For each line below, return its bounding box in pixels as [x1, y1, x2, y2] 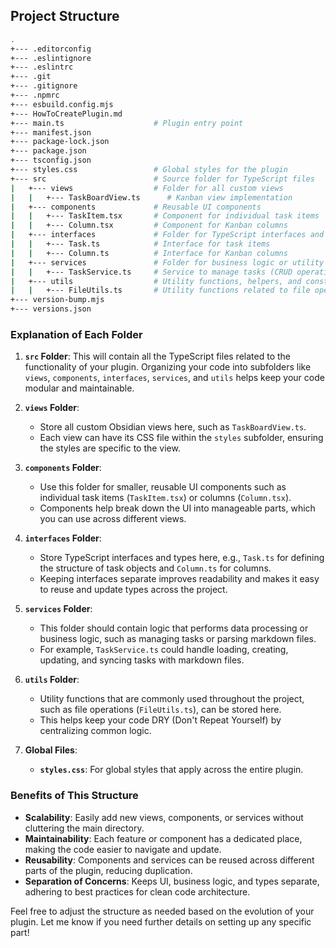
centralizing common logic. [39, 725, 152, 737]
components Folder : [24, 462, 102, 474]
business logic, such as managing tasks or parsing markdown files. [39, 633, 317, 645]
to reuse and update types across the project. [39, 584, 228, 596]
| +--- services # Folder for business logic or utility [10, 257, 325, 268]
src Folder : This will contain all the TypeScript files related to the [24, 350, 291, 363]
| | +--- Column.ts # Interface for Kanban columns [10, 248, 288, 258]
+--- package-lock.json [10, 137, 110, 147]
